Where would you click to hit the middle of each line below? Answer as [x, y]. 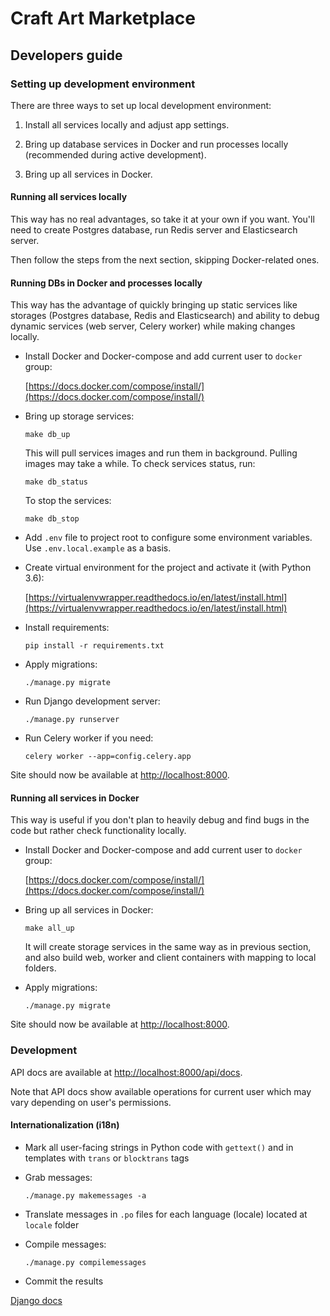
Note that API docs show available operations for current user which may [161, 1091]
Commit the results [64, 1281]
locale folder [52, 1224]
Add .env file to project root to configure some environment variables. [168, 538]
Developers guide [66, 55]
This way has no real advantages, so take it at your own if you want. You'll [162, 219]
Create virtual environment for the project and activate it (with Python [168, 568]
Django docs [36, 1300]
